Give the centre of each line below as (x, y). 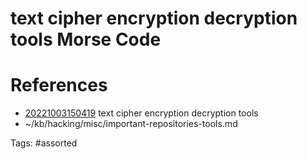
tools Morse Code (86, 39)
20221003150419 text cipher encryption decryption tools (141, 113)
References (59, 85)
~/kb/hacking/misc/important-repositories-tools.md (131, 124)
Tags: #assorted (44, 143)
